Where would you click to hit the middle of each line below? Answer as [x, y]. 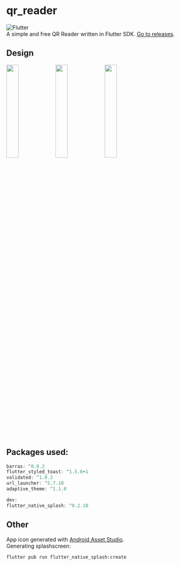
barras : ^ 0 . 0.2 [26, 466]
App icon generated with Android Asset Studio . [66, 539]
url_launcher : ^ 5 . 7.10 [35, 483]
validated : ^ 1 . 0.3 [30, 478]
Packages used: [37, 452]
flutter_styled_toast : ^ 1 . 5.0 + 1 [47, 472]
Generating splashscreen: [39, 546]
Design [20, 53]
